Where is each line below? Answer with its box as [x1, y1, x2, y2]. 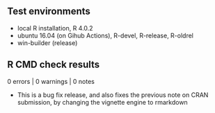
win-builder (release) [17, 38, 78, 47]
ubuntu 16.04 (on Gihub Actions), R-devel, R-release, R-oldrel [17, 31, 193, 40]
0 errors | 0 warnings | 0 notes [7, 77, 95, 85]
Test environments [7, 6, 90, 17]
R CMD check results [7, 59, 100, 71]
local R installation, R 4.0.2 [17, 24, 93, 32]
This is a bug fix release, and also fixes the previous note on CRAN [17, 90, 209, 99]
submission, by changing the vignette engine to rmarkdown [17, 98, 188, 106]
